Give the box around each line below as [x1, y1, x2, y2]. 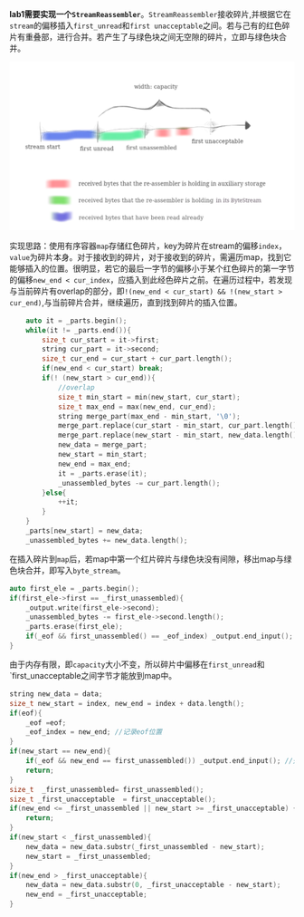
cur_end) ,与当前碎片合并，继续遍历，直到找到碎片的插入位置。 [9, 296, 242, 307]
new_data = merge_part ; [57, 440, 147, 449]
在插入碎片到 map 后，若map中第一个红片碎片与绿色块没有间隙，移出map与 [9, 553, 284, 565]
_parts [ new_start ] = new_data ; [25, 526, 144, 536]
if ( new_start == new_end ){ [9, 747, 111, 756]
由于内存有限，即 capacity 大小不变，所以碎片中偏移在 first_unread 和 [9, 659, 265, 670]
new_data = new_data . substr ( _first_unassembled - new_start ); [25, 842, 265, 851]
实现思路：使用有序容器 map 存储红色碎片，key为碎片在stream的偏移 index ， [9, 240, 287, 251]
